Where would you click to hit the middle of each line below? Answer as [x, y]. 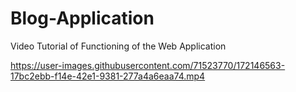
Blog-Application [82, 18]
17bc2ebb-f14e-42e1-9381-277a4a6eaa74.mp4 [108, 76]
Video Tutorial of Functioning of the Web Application [118, 46]
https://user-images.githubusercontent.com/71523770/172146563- [148, 65]
